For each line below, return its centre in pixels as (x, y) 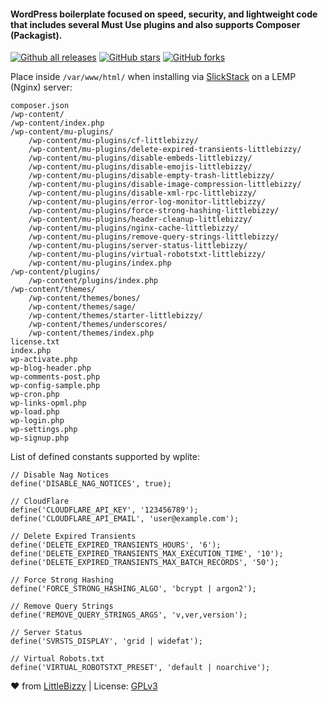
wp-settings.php (44, 430)
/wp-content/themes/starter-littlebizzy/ (115, 316)
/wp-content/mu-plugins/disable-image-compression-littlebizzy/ (165, 185)
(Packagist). (36, 35)
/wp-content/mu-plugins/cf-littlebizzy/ (113, 141)
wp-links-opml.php (48, 403)
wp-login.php (37, 421)
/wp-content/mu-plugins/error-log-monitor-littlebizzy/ (147, 202)
